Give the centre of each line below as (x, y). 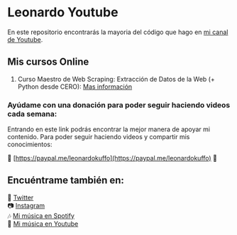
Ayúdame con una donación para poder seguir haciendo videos (119, 105)
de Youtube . (25, 39)
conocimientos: (30, 144)
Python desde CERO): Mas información (75, 87)
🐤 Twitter (21, 197)
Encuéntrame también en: (66, 181)
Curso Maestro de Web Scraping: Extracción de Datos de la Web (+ (116, 79)
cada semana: (32, 114)
